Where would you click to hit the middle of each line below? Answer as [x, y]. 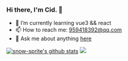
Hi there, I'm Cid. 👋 [35, 10]
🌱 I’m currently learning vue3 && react [63, 23]
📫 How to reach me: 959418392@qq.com [69, 30]
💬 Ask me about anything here [53, 38]
